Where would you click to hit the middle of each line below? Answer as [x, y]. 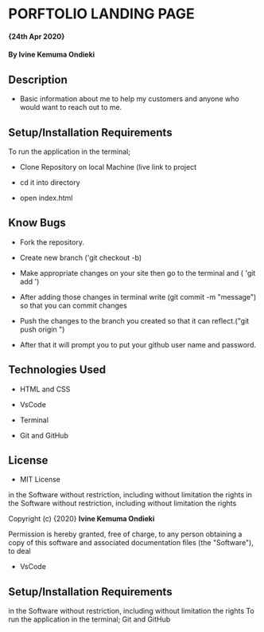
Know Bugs [37, 223]
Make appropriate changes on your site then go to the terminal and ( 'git [138, 273]
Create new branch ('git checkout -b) [81, 257]
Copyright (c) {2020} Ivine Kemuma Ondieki [82, 519]
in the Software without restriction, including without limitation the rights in [130, 495]
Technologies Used [57, 370]
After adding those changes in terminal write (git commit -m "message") [138, 296]
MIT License [40, 480]
